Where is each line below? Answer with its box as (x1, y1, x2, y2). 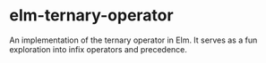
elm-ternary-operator (9, 5, 174, 26)
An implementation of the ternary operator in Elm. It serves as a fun (9, 35, 258, 45)
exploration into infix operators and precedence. (9, 43, 188, 54)
